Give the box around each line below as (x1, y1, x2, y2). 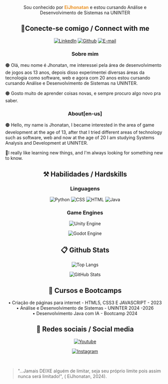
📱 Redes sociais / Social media (36, 325, 134, 333)
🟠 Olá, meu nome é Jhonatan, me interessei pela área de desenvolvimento (5, 62, 162, 68)
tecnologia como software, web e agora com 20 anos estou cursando (5, 75, 150, 81)
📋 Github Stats (60, 245, 110, 254)
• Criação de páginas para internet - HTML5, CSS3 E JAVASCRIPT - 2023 (8, 300, 162, 306)
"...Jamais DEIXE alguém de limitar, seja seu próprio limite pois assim (17, 368, 161, 374)
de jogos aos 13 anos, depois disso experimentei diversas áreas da (5, 69, 145, 75)
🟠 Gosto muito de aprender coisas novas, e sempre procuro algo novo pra (5, 91, 161, 97)
